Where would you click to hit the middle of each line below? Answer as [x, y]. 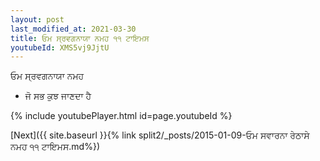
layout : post [37, 19]
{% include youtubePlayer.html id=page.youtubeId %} [121, 116]
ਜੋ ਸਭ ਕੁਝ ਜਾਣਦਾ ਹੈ [58, 96]
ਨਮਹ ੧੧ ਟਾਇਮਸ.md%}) [55, 147]
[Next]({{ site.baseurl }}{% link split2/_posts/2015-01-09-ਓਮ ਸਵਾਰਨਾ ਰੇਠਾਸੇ [160, 135]
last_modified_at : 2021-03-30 [73, 29]
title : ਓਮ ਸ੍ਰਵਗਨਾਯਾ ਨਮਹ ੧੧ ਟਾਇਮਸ [80, 38]
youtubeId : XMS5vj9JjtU [60, 47]
